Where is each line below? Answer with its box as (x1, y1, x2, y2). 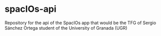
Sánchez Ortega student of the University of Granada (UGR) (4, 25, 128, 31)
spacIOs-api (4, 3, 57, 15)
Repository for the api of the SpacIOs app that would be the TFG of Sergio (4, 20, 157, 26)
